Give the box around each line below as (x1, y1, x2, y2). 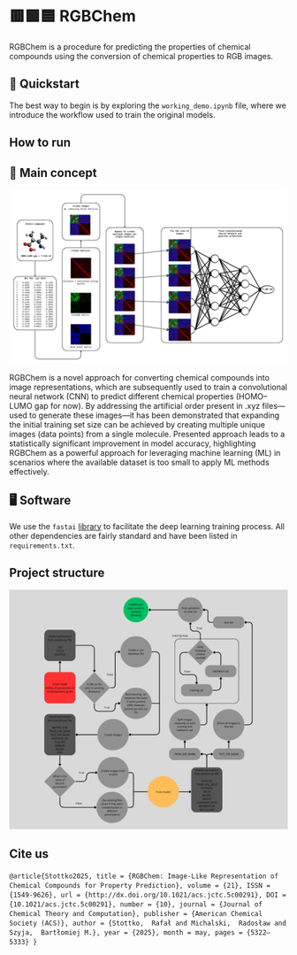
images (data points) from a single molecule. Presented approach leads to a (9, 428, 286, 439)
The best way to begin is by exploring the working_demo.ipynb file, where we (9, 100, 287, 111)
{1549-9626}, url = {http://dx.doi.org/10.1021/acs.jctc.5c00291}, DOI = (9, 890, 287, 899)
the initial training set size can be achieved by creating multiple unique (9, 419, 265, 429)
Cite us (9, 846, 49, 862)
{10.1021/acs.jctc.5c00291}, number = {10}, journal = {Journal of (9, 899, 263, 909)
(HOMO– (235, 390, 268, 402)
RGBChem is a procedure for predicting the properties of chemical (9, 41, 251, 52)
